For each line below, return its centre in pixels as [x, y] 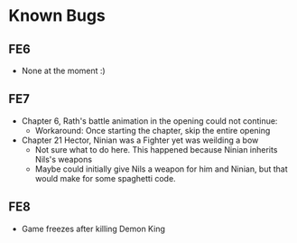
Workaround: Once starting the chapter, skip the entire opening [153, 130]
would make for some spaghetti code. [106, 178]
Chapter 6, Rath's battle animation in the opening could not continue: [149, 121]
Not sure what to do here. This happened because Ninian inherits [156, 149]
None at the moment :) [63, 70]
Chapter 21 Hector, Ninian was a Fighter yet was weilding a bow [140, 140]
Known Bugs [57, 16]
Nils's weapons [63, 159]
